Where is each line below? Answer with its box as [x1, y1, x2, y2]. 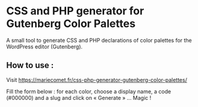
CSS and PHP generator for [6, 4, 144, 18]
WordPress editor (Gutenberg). [6, 43, 83, 50]
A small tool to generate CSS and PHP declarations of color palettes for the [6, 36, 193, 44]
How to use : [6, 60, 54, 71]
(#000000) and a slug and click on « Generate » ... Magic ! [6, 94, 152, 101]
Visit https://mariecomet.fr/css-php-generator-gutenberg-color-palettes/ [6, 76, 188, 83]
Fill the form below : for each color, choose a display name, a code [6, 88, 172, 95]
